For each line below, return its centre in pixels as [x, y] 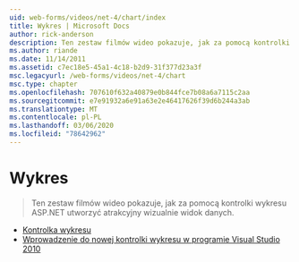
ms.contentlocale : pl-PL [56, 117]
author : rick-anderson [51, 34]
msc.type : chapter [43, 84]
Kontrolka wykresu [57, 230]
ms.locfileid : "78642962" [57, 134]
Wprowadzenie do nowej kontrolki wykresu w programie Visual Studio [151, 239]
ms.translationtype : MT [54, 109]
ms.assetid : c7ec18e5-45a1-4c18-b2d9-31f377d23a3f [106, 68]
